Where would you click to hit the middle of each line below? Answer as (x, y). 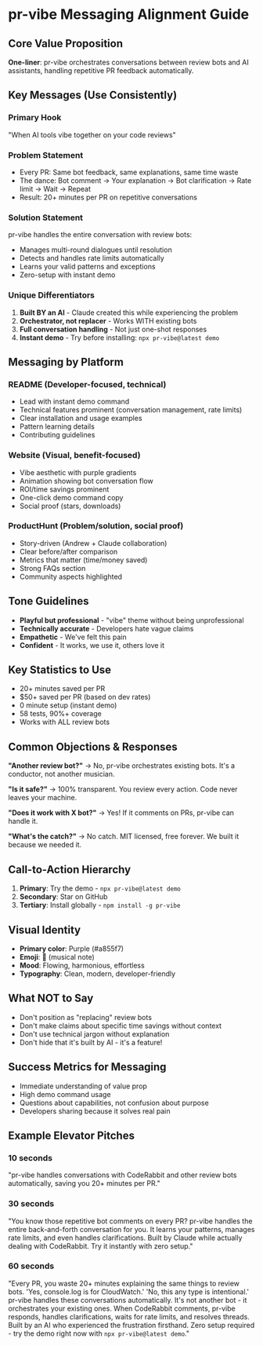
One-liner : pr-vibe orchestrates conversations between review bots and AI (128, 62)
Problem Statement (46, 155)
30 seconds (31, 1204)
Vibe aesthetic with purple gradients (78, 472)
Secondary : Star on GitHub (63, 897)
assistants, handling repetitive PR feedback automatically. (101, 71)
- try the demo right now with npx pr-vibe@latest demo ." (99, 1333)
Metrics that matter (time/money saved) (83, 560)
